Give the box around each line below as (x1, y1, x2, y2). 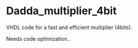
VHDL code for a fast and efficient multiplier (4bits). (6, 24, 133, 31)
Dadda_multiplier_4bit (6, 4, 117, 18)
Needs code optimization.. (6, 35, 70, 42)
